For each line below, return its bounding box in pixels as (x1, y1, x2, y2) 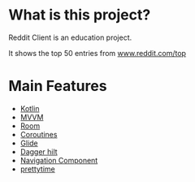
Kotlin (19, 103, 40, 113)
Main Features (8, 77, 107, 95)
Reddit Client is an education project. (8, 32, 132, 42)
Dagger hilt (19, 146, 58, 156)
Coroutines (19, 129, 58, 139)
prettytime (19, 164, 55, 174)
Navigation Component (19, 155, 98, 165)
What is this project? (8, 6, 151, 24)
